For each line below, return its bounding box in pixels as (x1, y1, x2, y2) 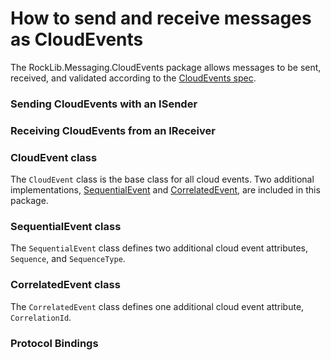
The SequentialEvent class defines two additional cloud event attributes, (10, 242, 309, 254)
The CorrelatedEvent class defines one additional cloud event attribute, (10, 300, 305, 312)
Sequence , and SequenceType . (10, 253, 126, 265)
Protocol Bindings (10, 336, 99, 350)
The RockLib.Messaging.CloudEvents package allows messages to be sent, (10, 61, 322, 73)
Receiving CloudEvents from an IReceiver (10, 123, 216, 137)
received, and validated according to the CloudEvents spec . (10, 72, 257, 84)
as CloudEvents (10, 28, 144, 51)
